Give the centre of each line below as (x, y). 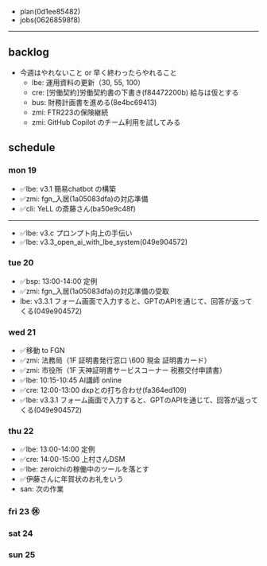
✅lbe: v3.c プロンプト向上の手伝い (76, 233)
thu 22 (21, 431)
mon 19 (23, 170)
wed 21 (22, 331)
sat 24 (21, 533)
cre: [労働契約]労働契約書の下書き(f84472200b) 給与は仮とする (135, 92)
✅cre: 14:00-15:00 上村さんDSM (72, 459)
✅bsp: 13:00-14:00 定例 (58, 281)
